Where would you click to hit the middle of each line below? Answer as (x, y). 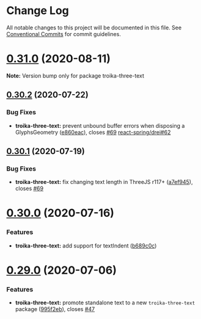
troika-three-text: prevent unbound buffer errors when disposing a (100, 125)
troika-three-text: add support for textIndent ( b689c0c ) (86, 246)
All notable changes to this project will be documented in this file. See (94, 28)
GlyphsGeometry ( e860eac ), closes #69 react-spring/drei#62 (93, 132)
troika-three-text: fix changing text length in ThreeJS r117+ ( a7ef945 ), (104, 182)
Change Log (38, 11)
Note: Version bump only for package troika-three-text (75, 75)
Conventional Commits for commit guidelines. (64, 34)
